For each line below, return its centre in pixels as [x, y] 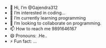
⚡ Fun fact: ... [23, 41]
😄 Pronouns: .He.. [28, 36]
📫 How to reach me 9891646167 [43, 29]
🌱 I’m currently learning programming [48, 18]
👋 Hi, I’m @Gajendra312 [34, 8]
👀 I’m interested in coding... [37, 13]
